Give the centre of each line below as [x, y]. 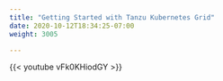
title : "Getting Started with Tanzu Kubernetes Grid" [112, 17]
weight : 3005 [34, 34]
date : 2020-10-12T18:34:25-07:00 [72, 26]
